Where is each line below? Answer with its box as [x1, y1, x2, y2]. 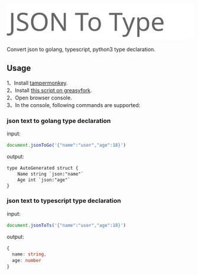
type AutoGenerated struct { [7, 165, 79, 172]
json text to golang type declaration [7, 117, 111, 125]
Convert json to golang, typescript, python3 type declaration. [7, 46, 156, 53]
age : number [12, 258, 42, 264]
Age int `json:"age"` [17, 177, 70, 183]
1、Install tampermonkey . [7, 79, 68, 87]
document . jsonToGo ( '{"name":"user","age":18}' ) [7, 143, 126, 148]
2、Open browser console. [7, 94, 73, 102]
